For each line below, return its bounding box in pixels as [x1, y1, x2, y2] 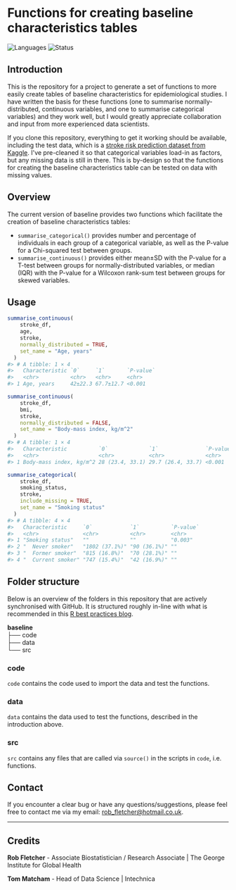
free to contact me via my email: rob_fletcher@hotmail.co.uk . [7, 808, 184, 816]
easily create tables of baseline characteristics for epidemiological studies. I [7, 89, 227, 98]
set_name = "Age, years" [20, 347, 93, 355]
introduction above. [7, 720, 64, 729]
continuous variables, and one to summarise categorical [41, 104, 205, 113]
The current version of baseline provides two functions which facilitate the [7, 210, 223, 218]
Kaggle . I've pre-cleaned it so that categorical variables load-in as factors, [7, 148, 223, 156]
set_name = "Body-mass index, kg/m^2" [20, 426, 133, 433]
